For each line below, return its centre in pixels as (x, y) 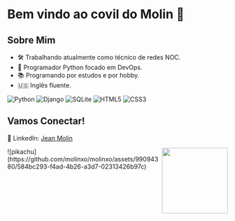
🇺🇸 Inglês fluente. (44, 85)
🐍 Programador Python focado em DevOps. (80, 67)
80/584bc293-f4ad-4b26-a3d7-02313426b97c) (77, 166)
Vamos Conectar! (46, 121)
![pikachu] (22, 151)
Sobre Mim (31, 40)
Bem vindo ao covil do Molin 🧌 (96, 14)
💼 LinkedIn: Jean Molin (40, 138)
